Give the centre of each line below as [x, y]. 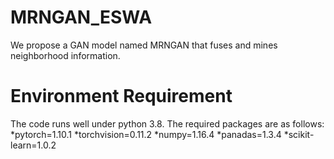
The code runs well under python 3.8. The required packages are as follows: [167, 123]
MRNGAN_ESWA [81, 17]
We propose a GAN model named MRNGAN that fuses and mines [144, 45]
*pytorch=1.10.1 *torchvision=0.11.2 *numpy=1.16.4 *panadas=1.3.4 [146, 134]
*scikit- [299, 134]
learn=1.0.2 [33, 145]
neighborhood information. [65, 55]
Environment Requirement [121, 96]
